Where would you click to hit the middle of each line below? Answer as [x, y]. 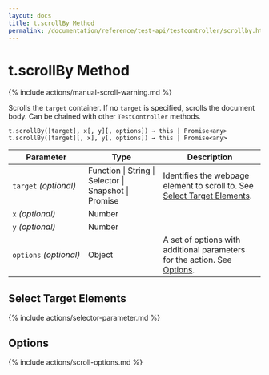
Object [100, 255]
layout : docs [30, 16]
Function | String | [121, 171]
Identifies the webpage [206, 175]
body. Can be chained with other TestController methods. [105, 116]
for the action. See [197, 260]
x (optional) [34, 214]
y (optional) [34, 227]
